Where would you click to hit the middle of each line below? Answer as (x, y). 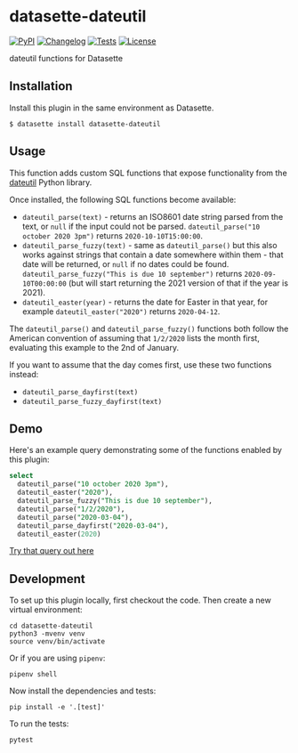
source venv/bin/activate (57, 642)
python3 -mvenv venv (48, 634)
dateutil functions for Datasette (66, 58)
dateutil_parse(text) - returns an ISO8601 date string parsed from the (153, 216)
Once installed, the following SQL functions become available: (123, 199)
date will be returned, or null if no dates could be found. (125, 263)
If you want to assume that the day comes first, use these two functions (141, 364)
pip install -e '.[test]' (57, 708)
